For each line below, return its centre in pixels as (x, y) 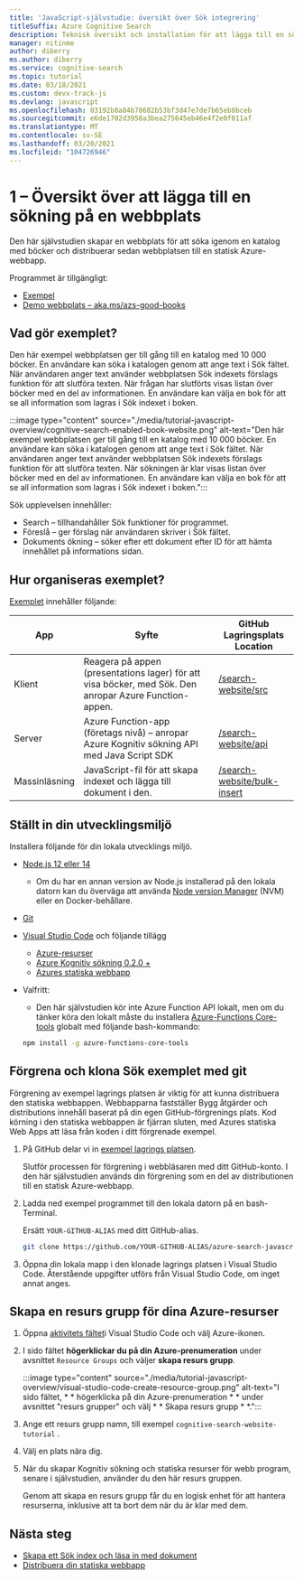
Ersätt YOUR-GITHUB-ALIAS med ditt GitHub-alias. (110, 1230)
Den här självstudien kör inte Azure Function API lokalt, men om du (160, 1007)
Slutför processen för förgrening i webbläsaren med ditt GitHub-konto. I (155, 1166)
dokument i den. (118, 793)
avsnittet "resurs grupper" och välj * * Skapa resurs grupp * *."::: (142, 1406)
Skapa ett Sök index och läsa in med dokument (110, 1556)
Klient (26, 685)
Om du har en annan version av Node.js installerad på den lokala (156, 881)
